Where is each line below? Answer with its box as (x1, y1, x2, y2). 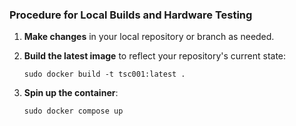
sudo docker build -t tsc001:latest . (23, 69, 186, 80)
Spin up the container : (23, 87, 119, 99)
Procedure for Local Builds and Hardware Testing (9, 8, 253, 22)
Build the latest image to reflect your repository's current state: (23, 50, 287, 62)
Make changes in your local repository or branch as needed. (23, 31, 275, 43)
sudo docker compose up (23, 106, 124, 117)
